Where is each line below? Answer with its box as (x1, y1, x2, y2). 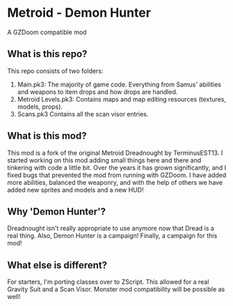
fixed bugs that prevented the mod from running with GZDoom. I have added (7, 171, 227, 179)
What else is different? (7, 259, 108, 271)
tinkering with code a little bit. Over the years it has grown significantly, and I (7, 163, 227, 171)
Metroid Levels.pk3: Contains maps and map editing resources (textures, (17, 95, 226, 103)
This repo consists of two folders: (7, 66, 104, 75)
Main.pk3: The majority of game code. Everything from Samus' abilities (17, 80, 221, 89)
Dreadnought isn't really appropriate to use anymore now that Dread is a (7, 224, 214, 233)
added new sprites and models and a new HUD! (7, 185, 144, 194)
